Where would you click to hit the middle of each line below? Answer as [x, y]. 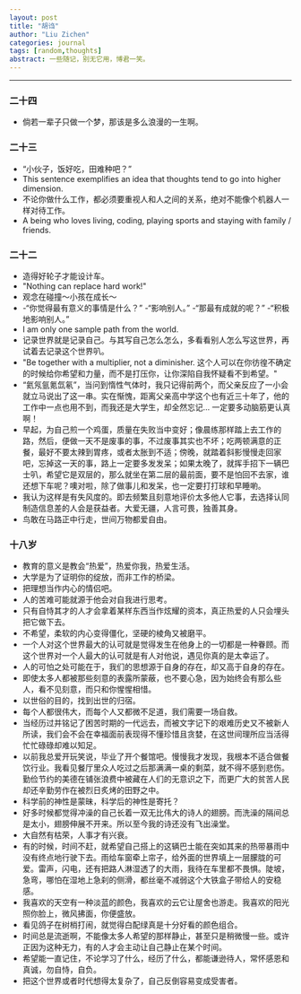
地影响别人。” [46, 318]
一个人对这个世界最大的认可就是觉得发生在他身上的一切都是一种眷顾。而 [155, 645]
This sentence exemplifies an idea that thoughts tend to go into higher [151, 179]
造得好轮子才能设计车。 [65, 275]
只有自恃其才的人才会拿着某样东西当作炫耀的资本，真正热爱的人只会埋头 [155, 611]
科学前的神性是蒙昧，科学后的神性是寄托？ [101, 802]
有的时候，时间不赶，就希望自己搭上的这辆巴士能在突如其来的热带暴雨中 [155, 846]
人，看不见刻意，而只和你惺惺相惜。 [89, 689]
